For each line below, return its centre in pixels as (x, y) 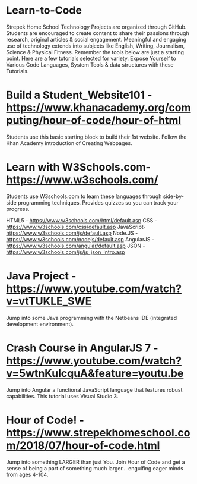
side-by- (173, 196)
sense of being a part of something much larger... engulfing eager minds (95, 468)
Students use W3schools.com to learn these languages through (84, 196)
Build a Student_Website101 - (79, 95)
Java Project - (41, 276)
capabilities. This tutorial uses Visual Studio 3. (62, 396)
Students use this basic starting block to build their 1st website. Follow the (96, 137)
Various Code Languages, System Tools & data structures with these (90, 65)
